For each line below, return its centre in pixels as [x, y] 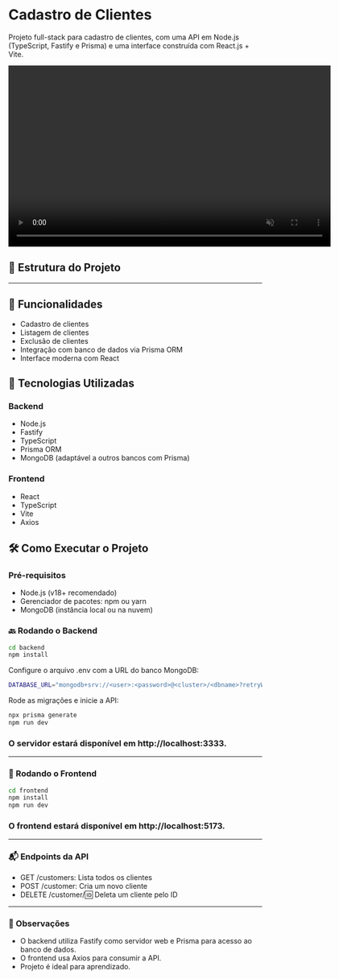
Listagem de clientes [54, 333]
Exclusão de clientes [54, 341]
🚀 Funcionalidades [56, 305]
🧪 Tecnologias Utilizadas [71, 383]
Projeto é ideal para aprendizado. [75, 967]
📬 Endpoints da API [49, 857]
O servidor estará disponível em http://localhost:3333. [118, 743]
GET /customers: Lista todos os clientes [86, 877]
